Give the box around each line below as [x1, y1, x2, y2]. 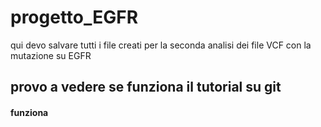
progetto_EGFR [10, 6, 139, 29]
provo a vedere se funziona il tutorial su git [10, 79, 282, 96]
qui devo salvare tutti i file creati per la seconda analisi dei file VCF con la [10, 39, 312, 51]
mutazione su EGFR [10, 49, 92, 61]
